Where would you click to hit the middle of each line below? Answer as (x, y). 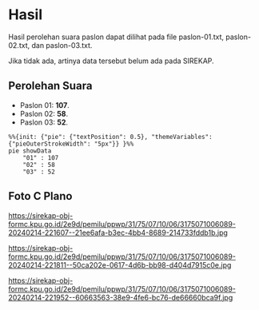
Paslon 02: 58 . (44, 113)
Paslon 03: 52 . (44, 122)
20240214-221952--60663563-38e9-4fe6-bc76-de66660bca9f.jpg (121, 297)
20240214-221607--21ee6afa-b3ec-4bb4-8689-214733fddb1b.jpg (118, 232)
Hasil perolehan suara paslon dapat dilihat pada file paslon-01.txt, (116, 37)
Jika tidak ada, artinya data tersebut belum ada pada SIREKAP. (111, 61)
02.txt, (19, 45)
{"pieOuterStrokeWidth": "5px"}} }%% (71, 144)
